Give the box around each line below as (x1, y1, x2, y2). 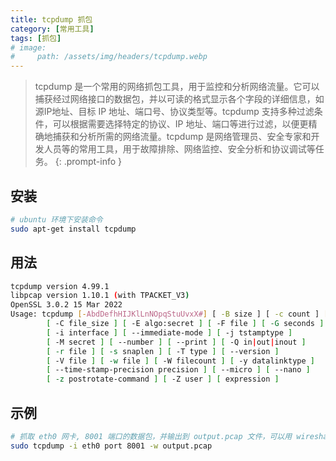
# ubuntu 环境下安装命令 (10, 214, 103, 225)
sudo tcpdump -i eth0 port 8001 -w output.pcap (10, 441, 213, 451)
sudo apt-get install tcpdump (10, 224, 137, 234)
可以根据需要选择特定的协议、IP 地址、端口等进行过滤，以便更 (52, 118, 309, 130)
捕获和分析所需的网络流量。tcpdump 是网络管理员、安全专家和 (52, 131, 312, 143)
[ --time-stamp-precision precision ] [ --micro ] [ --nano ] (46, 365, 311, 375)
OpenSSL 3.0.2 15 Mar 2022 (10, 300, 123, 310)
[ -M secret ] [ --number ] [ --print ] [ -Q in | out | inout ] (46, 337, 307, 347)
